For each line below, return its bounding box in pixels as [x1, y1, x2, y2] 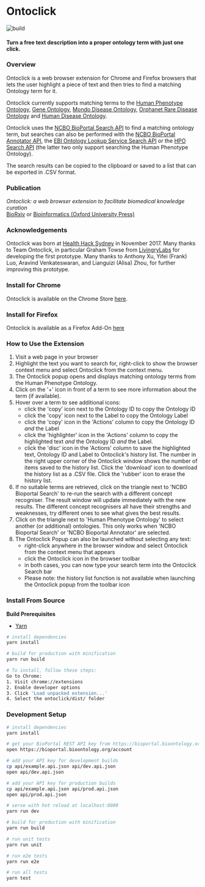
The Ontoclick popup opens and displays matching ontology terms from [15, 373, 196, 380]
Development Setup [6, 710, 67, 719]
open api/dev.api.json [6, 769, 64, 775]
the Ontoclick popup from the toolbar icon [24, 581, 130, 588]
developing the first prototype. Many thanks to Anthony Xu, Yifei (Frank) [6, 253, 187, 260]
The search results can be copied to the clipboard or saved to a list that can [6, 162, 196, 169]
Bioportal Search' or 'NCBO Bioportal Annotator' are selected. [15, 529, 171, 536]
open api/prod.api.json [6, 792, 67, 798]
